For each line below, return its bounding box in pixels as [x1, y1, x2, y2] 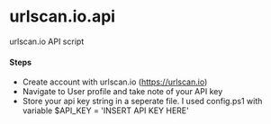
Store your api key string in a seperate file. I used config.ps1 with [22, 96, 263, 107]
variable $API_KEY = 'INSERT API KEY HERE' [22, 105, 189, 116]
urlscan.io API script [9, 36, 85, 47]
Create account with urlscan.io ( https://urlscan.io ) [22, 76, 208, 87]
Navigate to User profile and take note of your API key [22, 86, 223, 97]
